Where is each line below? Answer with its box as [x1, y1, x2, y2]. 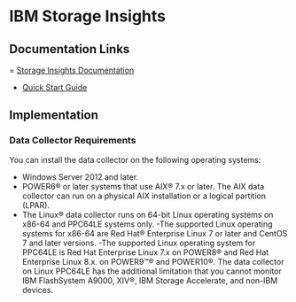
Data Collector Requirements [9, 135, 136, 147]
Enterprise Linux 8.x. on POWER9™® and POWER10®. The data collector [21, 256, 284, 267]
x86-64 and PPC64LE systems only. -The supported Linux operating [21, 219, 273, 229]
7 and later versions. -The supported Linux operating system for [21, 237, 256, 248]
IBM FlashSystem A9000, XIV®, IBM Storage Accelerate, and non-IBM [21, 275, 278, 285]
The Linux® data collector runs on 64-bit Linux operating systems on [21, 209, 274, 220]
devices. [21, 284, 54, 295]
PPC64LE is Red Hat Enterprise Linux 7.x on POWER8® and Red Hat [21, 246, 269, 258]
